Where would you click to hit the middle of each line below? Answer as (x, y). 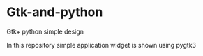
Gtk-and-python (55, 12)
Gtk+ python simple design (45, 31)
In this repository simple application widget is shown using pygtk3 (101, 45)
